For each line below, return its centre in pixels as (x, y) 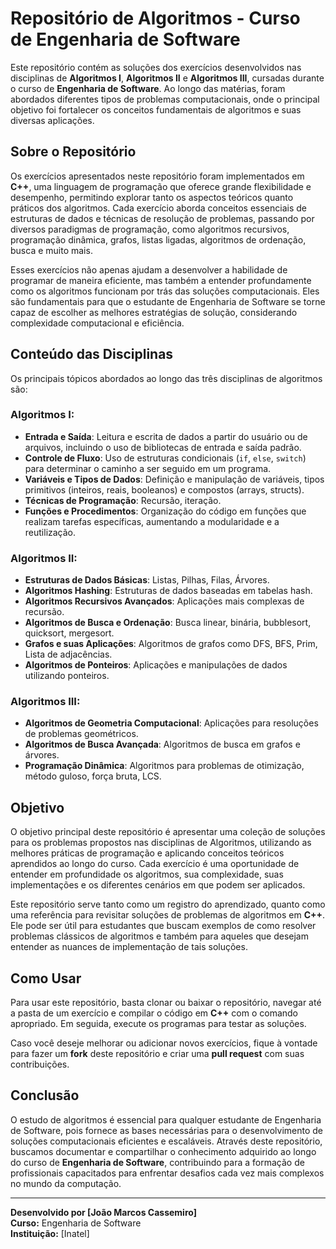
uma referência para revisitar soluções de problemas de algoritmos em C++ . (168, 915)
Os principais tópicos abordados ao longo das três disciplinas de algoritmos (166, 378)
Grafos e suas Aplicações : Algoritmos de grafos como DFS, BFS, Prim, (171, 644)
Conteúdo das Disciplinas (92, 354)
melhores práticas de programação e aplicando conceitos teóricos (147, 853)
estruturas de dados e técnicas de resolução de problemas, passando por (162, 218)
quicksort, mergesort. (69, 633)
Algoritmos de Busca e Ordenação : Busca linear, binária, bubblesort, (168, 623)
